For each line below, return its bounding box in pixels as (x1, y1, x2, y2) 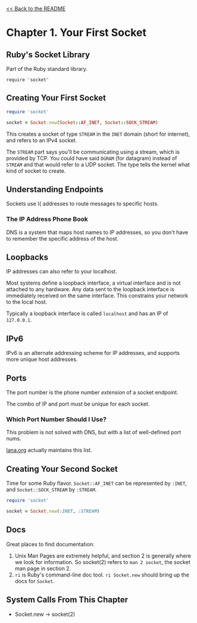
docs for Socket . (14, 577, 55, 584)
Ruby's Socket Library (6, 49, 90, 60)
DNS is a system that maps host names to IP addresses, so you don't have (6, 229, 189, 236)
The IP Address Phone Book (6, 215, 88, 223)
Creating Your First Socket (6, 93, 106, 103)
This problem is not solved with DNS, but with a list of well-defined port (6, 429, 182, 436)
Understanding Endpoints (6, 184, 104, 194)
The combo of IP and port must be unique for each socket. (6, 400, 150, 407)
